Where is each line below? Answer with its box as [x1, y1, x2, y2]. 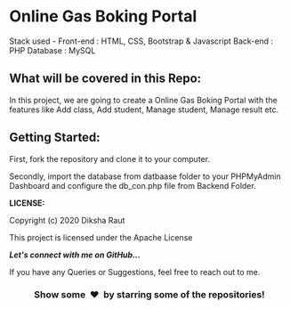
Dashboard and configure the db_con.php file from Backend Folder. [9, 180, 256, 191]
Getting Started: [9, 130, 101, 145]
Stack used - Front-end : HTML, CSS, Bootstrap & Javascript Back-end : [9, 36, 274, 46]
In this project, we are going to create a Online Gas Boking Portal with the [9, 94, 278, 105]
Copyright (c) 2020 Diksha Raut [9, 215, 125, 225]
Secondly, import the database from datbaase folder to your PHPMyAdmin [9, 171, 282, 182]
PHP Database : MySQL [9, 45, 96, 55]
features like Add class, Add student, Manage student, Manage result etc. [9, 104, 278, 115]
